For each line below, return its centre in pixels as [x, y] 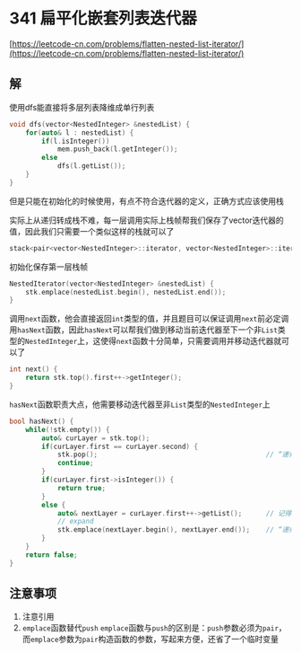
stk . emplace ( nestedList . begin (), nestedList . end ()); [126, 292]
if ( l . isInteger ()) [76, 141]
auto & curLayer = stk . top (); [96, 438]
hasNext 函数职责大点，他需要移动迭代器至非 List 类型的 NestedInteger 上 [140, 404]
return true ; [81, 488]
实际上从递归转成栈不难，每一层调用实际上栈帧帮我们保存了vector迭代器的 [146, 220]
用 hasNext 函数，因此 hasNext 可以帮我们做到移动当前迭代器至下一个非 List [143, 330]
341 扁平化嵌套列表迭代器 [103, 18]
